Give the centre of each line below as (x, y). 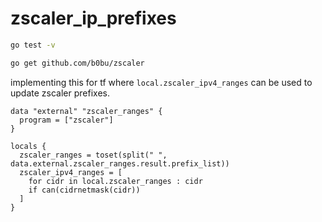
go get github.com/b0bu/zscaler (77, 63)
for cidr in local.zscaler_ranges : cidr (115, 181)
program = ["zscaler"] (66, 120)
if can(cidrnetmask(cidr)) (84, 190)
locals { (28, 146)
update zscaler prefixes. (60, 93)
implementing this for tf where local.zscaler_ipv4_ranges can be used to (161, 82)
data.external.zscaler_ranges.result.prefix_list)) (120, 163)
